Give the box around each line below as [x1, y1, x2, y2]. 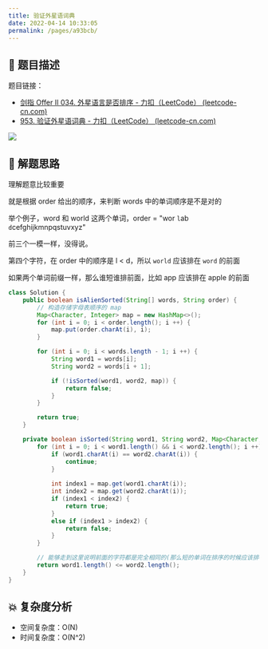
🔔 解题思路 [8, 156, 60, 170]
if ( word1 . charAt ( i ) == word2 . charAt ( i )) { [50, 450, 198, 458]
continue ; [65, 457, 98, 465]
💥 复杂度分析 [8, 600, 73, 614]
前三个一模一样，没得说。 [8, 239, 93, 248]
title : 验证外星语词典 [8, 11, 76, 20]
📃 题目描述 [8, 57, 60, 72]
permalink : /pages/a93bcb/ [8, 26, 98, 34]
